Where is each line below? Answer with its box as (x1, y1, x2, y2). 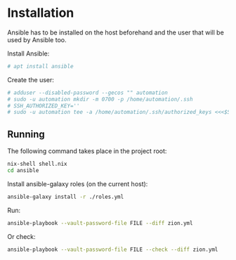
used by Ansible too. (7, 35, 67, 44)
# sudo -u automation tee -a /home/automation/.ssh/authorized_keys (7, 109, 212, 116)
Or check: (7, 232, 37, 240)
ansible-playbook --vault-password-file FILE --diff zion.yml (7, 219, 193, 226)
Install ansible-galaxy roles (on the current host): (7, 179, 148, 188)
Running (7, 128, 46, 140)
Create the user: (7, 75, 55, 84)
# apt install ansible (7, 63, 74, 70)
